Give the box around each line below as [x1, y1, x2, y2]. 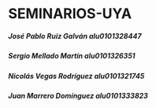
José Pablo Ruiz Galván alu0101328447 [8, 31, 142, 40]
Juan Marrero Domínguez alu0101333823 [8, 91, 148, 100]
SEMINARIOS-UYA [8, 5, 132, 23]
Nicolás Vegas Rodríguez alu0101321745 [8, 71, 145, 80]
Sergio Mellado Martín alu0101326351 [8, 51, 136, 61]
